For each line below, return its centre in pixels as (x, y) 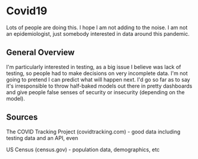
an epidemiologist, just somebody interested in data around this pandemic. (98, 33)
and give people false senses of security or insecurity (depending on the (95, 92)
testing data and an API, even (42, 138)
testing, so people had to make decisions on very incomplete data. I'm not (97, 73)
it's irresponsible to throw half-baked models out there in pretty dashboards (99, 86)
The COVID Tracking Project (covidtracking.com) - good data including (93, 132)
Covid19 (27, 11)
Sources (22, 117)
